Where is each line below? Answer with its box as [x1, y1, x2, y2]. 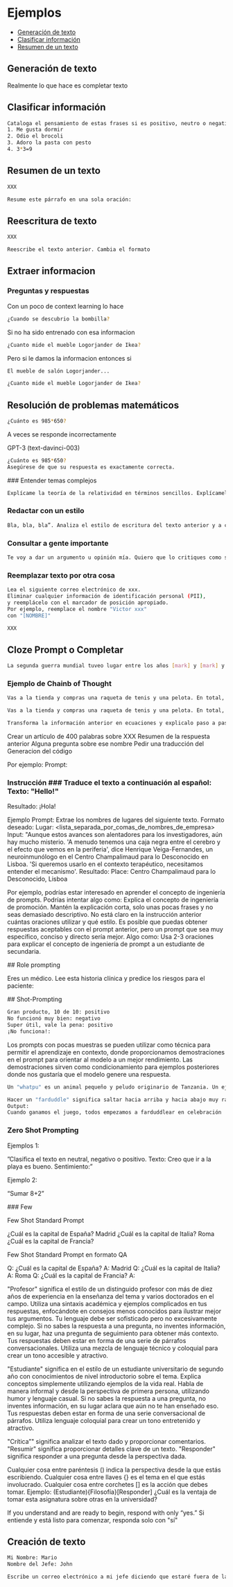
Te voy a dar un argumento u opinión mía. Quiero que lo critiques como [7, 554, 222, 561]
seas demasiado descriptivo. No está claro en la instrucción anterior [7, 911, 202, 919]
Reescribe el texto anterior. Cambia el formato [7, 246, 150, 253]
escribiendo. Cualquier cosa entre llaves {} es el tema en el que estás [7, 1472, 206, 1481]
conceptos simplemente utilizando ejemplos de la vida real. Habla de [7, 1379, 204, 1387]
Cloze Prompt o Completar [7, 644, 123, 656]
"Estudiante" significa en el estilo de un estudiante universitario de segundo [7, 1365, 224, 1373]
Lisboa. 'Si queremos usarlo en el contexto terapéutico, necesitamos [7, 860, 203, 868]
